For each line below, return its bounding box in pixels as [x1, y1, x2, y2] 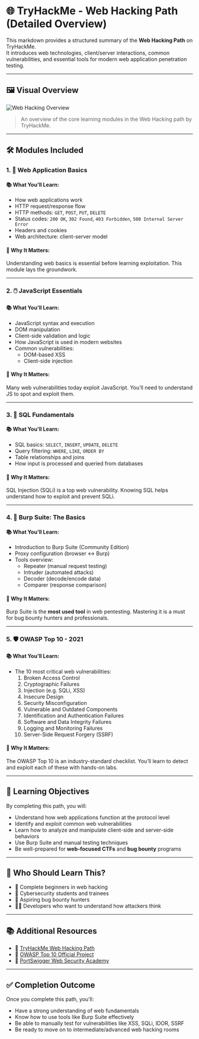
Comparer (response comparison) [23, 582, 107, 589]
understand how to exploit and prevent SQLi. [6, 493, 115, 500]
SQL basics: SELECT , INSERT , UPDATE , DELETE [14, 441, 118, 448]
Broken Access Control [23, 674, 80, 681]
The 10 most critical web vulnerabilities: [14, 668, 111, 675]
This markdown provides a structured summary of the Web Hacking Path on [6, 37, 193, 44]
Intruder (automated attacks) [23, 569, 94, 576]
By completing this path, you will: [6, 802, 87, 809]
